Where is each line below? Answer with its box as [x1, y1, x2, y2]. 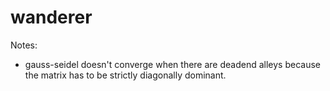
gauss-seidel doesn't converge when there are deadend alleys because [24, 58, 321, 70]
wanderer [10, 6, 93, 29]
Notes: [10, 39, 38, 51]
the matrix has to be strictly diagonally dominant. [24, 69, 227, 81]
